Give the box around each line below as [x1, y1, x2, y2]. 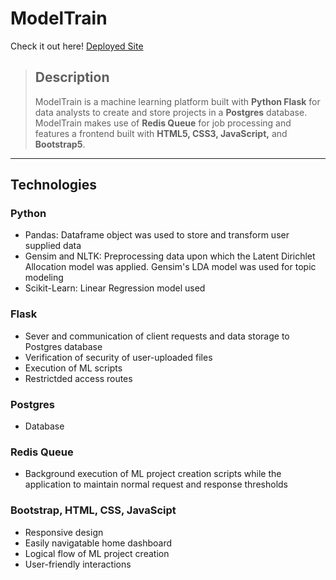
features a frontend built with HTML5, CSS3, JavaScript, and [34, 127, 288, 139]
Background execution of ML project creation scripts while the [24, 468, 282, 480]
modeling [24, 272, 64, 284]
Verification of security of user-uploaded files [24, 351, 213, 363]
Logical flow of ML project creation [24, 547, 170, 559]
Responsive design [24, 526, 104, 538]
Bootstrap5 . [34, 138, 86, 150]
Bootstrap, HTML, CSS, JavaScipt [10, 503, 177, 517]
